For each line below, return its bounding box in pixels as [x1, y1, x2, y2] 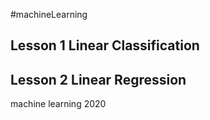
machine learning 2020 [10, 98, 107, 110]
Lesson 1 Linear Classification [10, 37, 200, 54]
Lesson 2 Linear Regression [10, 71, 187, 88]
